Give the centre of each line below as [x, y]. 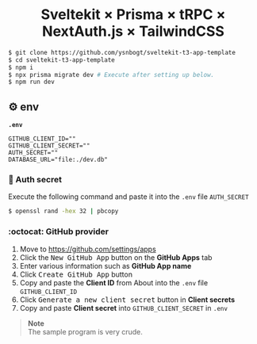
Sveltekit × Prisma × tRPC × [133, 15]
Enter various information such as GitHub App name [105, 266]
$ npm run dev [32, 82]
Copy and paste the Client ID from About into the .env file [114, 282]
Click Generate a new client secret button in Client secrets [127, 300]
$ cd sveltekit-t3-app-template [61, 60]
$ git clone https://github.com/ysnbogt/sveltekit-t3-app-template [122, 52]
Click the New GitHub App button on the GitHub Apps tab [116, 257]
